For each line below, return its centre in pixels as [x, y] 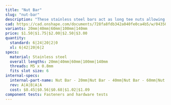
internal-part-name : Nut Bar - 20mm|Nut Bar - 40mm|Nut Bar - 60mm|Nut [88, 80]
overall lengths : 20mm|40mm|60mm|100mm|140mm [59, 62]
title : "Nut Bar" [24, 10]
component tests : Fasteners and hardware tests [57, 94]
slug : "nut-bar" [22, 15]
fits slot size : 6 [30, 71]
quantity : [16, 38]
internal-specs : [22, 76]
